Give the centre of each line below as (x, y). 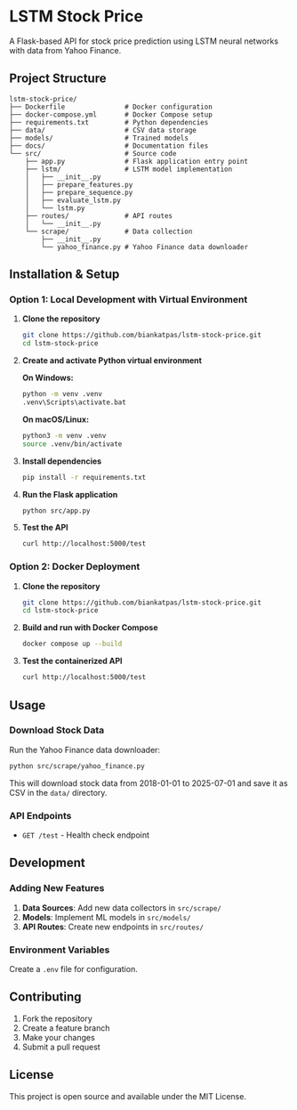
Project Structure (58, 79)
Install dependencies (62, 461)
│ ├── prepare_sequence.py (79, 192)
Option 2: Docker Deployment (75, 567)
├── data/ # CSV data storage (103, 130)
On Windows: (48, 378)
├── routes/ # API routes (99, 215)
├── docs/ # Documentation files (109, 146)
